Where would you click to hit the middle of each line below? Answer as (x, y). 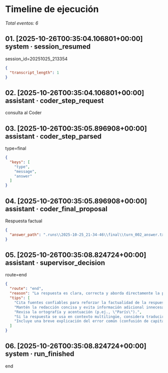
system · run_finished (40, 354)
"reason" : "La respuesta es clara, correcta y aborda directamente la (85, 293)
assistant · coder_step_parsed (53, 136)
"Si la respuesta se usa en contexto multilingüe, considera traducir (89, 316)
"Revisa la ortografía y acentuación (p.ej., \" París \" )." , (78, 312)
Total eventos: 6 (22, 23)
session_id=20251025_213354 (36, 59)
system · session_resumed (48, 47)
